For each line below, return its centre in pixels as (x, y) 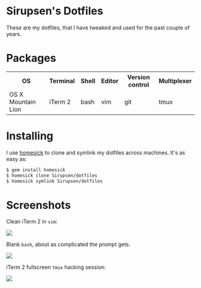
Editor (109, 81)
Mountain (22, 102)
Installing (30, 136)
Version (138, 77)
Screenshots (39, 205)
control (139, 84)
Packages (31, 58)
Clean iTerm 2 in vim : (32, 222)
